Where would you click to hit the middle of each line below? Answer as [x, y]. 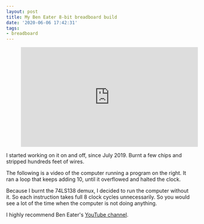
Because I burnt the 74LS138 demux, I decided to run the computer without [97, 191]
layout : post [22, 12]
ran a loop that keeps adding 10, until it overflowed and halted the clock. [93, 179]
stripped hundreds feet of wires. [45, 162]
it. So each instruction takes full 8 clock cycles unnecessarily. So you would [98, 197]
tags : [13, 28]
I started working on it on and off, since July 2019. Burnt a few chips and [94, 155]
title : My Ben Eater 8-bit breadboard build [62, 17]
